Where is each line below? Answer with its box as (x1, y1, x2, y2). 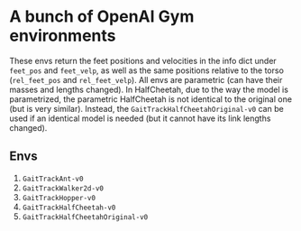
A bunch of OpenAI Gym (9, 6, 195, 27)
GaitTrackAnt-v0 (22, 174, 84, 183)
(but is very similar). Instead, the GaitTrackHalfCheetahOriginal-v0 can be (9, 103, 284, 114)
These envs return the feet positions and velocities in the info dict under (9, 55, 277, 66)
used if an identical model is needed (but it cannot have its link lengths (9, 113, 271, 124)
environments (9, 25, 116, 46)
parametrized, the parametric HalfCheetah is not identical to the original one (9, 93, 293, 105)
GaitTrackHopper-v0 (22, 193, 96, 202)
